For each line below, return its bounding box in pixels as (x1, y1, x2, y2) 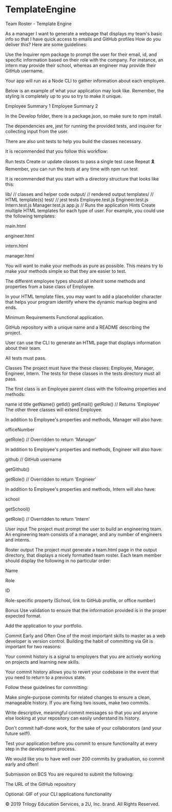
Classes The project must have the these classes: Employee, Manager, (5, 365, 155, 371)
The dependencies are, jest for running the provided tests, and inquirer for (5, 123, 162, 129)
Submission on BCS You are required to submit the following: (5, 771, 134, 777)
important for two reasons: (5, 643, 61, 649)
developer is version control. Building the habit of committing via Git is (5, 638, 154, 644)
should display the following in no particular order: (5, 558, 112, 564)
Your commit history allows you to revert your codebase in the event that (5, 668, 159, 675)
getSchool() (5, 506, 30, 512)
